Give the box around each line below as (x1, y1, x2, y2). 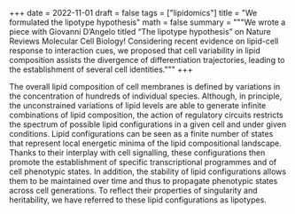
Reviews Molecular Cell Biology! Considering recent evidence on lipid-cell (9, 36, 279, 46)
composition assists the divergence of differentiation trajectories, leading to (9, 55, 285, 65)
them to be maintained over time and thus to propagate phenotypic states (9, 176, 278, 186)
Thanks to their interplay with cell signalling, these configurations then (9, 147, 266, 158)
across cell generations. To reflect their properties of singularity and (9, 186, 259, 195)
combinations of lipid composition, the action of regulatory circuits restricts (9, 110, 283, 120)
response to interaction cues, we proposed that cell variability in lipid (9, 45, 260, 56)
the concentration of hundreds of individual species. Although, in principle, (9, 91, 283, 101)
